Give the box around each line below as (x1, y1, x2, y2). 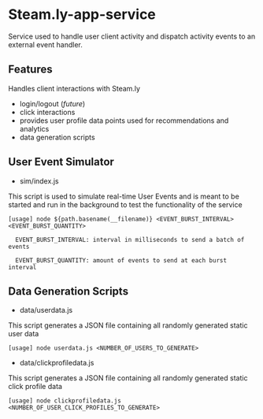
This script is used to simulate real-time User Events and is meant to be (8, 191, 240, 201)
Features (8, 63, 53, 76)
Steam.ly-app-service (8, 6, 156, 24)
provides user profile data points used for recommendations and (19, 116, 229, 125)
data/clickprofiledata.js (19, 358, 94, 368)
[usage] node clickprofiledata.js (8, 397, 122, 405)
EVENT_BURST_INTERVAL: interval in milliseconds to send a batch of (15, 235, 245, 243)
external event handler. (8, 39, 83, 49)
